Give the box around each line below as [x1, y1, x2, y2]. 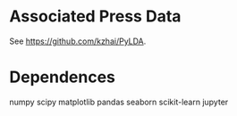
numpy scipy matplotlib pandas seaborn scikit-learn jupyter [9, 96, 229, 107]
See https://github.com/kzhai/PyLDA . [9, 36, 147, 46]
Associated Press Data [9, 6, 182, 27]
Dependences [9, 67, 116, 87]
